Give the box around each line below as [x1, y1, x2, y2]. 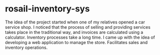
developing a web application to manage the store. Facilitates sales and [5, 39, 148, 45]
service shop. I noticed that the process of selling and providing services [5, 24, 151, 30]
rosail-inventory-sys [5, 3, 90, 14]
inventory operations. [5, 44, 48, 50]
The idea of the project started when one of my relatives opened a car [5, 19, 145, 25]
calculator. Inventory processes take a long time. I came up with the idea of [5, 34, 155, 40]
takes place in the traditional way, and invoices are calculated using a [5, 29, 144, 35]
